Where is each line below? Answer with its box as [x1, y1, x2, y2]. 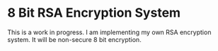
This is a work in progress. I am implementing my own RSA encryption [7, 28, 212, 36]
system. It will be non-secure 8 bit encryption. [7, 35, 142, 43]
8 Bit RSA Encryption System [7, 5, 181, 21]
